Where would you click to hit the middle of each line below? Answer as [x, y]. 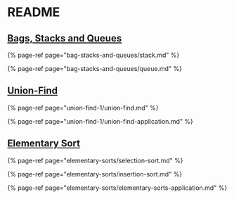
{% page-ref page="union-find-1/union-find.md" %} [83, 108]
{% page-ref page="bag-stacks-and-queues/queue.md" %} [95, 69]
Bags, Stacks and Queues [65, 38]
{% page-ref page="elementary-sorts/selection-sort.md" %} [96, 160]
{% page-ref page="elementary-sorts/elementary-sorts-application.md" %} [117, 188]
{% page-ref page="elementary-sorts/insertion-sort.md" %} [95, 174]
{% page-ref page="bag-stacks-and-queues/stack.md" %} [93, 55]
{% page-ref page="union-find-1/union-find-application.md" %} [100, 121]
